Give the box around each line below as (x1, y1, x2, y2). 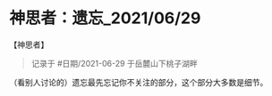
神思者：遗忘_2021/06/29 (9, 8, 201, 28)
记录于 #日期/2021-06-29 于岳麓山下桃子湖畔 (30, 58, 199, 68)
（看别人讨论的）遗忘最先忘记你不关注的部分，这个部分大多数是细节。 (9, 76, 268, 87)
